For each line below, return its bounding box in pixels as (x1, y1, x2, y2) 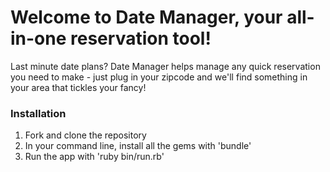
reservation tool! (70, 27, 212, 50)
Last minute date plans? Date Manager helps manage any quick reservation (10, 60, 321, 72)
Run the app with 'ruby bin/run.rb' (24, 151, 165, 163)
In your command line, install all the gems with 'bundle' (24, 140, 252, 152)
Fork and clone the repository (24, 129, 147, 141)
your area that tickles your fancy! (10, 81, 147, 93)
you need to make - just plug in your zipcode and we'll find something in (10, 71, 308, 83)
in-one (10, 27, 67, 50)
